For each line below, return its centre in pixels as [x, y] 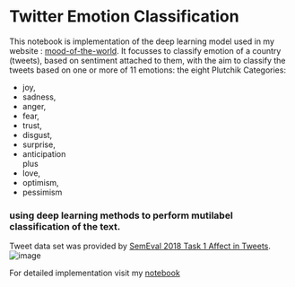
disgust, [37, 135]
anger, [34, 106]
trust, [32, 125]
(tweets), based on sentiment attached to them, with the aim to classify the [147, 60]
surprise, [39, 144]
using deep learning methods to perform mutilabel [121, 215]
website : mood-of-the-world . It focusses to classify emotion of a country [145, 50]
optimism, [41, 182]
